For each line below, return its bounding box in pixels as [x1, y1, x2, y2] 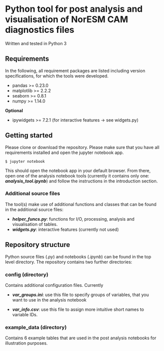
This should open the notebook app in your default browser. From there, [5, 168, 151, 174]
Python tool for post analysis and [5, 3, 143, 15]
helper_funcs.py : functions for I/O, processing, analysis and [12, 216, 135, 222]
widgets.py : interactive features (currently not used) [12, 226, 119, 232]
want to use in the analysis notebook [12, 297, 87, 302]
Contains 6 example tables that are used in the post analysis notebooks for [5, 335, 157, 341]
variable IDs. [12, 311, 38, 317]
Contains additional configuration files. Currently [5, 282, 104, 288]
